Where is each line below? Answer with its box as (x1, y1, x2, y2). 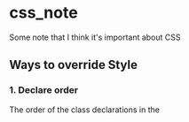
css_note (9, 3, 78, 23)
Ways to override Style (9, 57, 138, 72)
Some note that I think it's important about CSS (9, 32, 181, 42)
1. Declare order (9, 84, 78, 96)
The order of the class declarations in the (9, 104, 160, 115)
